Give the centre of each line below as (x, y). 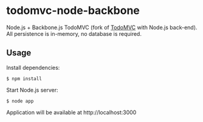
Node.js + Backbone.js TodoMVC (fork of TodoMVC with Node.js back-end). (102, 27)
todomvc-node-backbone (73, 11)
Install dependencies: (33, 67)
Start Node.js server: (33, 90)
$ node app (20, 101)
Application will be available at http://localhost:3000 (71, 112)
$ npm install (24, 79)
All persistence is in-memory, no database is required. (74, 33)
